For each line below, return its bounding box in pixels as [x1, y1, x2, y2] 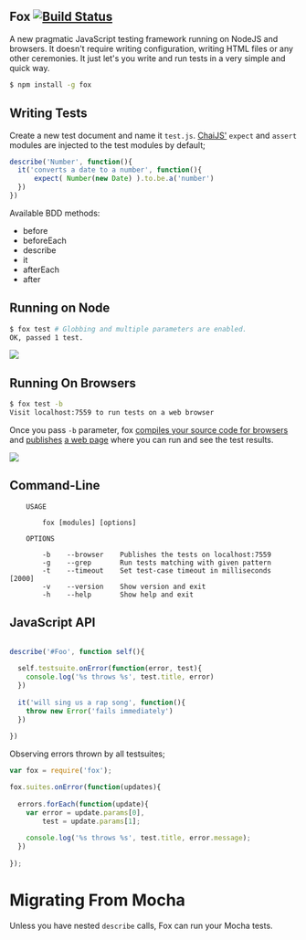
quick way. [9, 62, 50, 73]
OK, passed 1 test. [9, 333, 84, 343]
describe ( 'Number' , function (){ [9, 157, 132, 166]
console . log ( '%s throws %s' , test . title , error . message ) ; [26, 833, 251, 843]
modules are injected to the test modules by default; [9, 139, 206, 151]
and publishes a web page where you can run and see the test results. [9, 435, 274, 445]
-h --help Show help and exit [42, 590, 195, 599]
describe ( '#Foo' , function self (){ [9, 647, 145, 656]
